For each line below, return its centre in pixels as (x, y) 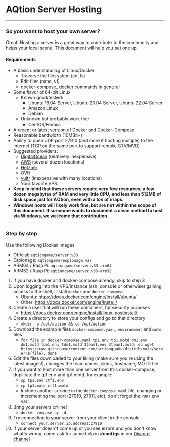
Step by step (21, 234)
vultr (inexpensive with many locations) (61, 178)
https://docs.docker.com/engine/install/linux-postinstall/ (79, 313)
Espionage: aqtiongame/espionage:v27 (52, 260)
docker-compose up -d (43, 413)
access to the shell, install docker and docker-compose (68, 291)
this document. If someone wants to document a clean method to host (88, 211)
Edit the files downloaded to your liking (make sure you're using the (83, 358)
